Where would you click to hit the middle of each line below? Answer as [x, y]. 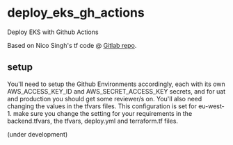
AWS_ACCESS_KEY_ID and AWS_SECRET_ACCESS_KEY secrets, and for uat [116, 91]
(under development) [38, 134]
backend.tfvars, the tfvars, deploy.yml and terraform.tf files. [93, 121]
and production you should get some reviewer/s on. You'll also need [105, 99]
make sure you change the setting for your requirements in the [103, 113]
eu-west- [211, 106]
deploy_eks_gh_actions [76, 13]
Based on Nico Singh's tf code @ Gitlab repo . [72, 45]
